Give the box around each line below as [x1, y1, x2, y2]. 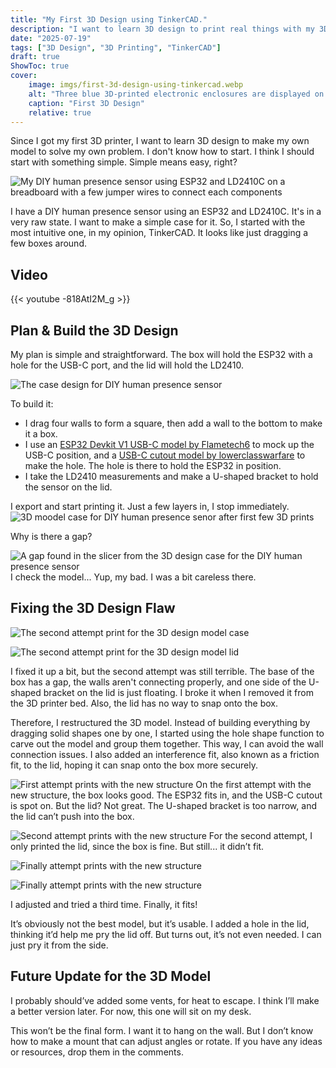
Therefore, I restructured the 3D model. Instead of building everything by [10, 716, 311, 728]
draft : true [10, 52, 60, 62]
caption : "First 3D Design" [28, 98, 145, 108]
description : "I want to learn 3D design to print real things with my [10, 24, 315, 34]
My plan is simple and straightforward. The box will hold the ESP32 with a [10, 349, 313, 360]
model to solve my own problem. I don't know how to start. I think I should [10, 146, 315, 158]
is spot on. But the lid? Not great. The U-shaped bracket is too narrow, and [10, 799, 317, 811]
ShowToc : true [10, 61, 70, 71]
